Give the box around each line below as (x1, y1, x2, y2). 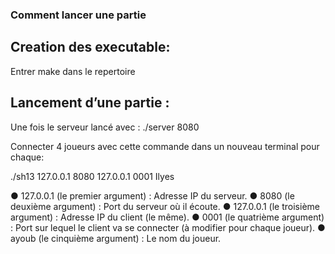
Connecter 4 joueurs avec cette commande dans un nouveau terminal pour (10, 140, 320, 152)
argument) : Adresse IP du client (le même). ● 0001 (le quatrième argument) (10, 211, 325, 223)
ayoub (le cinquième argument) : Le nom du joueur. (10, 232, 222, 244)
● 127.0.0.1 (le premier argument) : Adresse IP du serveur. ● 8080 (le (10, 189, 295, 202)
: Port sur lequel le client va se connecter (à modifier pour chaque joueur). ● (10, 221, 326, 233)
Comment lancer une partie (10, 8, 147, 22)
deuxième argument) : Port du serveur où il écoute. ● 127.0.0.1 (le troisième (10, 200, 320, 212)
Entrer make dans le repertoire (10, 65, 136, 77)
